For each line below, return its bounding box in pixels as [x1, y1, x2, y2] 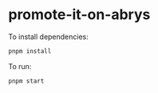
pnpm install [8, 47, 52, 55]
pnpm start [8, 77, 45, 85]
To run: [8, 61, 32, 71]
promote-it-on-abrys [8, 6, 151, 24]
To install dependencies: [8, 32, 89, 41]
